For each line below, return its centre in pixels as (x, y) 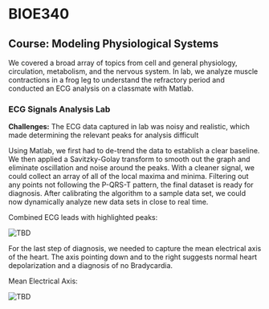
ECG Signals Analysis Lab (59, 109)
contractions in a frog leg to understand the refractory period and (116, 80)
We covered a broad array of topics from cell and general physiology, (123, 63)
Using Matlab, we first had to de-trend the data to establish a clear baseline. (134, 151)
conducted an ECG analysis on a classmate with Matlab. (101, 88)
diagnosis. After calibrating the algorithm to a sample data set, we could (127, 193)
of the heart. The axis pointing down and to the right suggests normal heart (133, 257)
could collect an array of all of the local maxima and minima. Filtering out (128, 177)
